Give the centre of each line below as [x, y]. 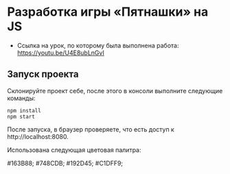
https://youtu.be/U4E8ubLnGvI [60, 53]
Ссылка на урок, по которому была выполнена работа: [98, 45]
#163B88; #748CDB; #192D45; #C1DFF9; [65, 163]
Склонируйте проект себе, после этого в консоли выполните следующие [115, 90]
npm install [24, 110]
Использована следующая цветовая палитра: [74, 150]
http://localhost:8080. [38, 136]
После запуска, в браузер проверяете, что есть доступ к [91, 129]
